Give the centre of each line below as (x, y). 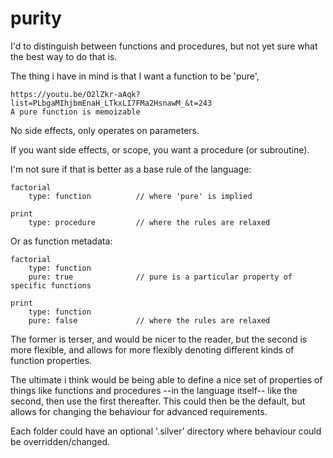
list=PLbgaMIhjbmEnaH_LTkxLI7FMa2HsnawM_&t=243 (111, 103)
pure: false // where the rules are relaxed (149, 320)
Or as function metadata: (61, 241)
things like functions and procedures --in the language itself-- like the (154, 390)
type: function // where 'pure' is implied (140, 196)
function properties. (51, 360)
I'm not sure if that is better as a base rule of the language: (131, 169)
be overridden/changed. (60, 441)
